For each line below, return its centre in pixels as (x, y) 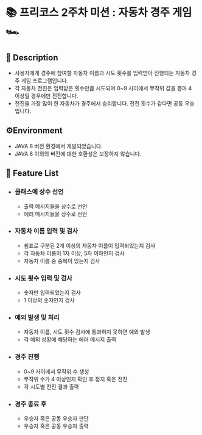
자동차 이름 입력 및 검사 (46, 231)
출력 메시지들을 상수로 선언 (55, 206)
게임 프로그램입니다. (45, 81)
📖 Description (32, 58)
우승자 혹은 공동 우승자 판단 (56, 418)
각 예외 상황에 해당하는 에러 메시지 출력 (70, 340)
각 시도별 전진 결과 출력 (51, 386)
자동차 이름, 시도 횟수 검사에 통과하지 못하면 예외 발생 (87, 332)
